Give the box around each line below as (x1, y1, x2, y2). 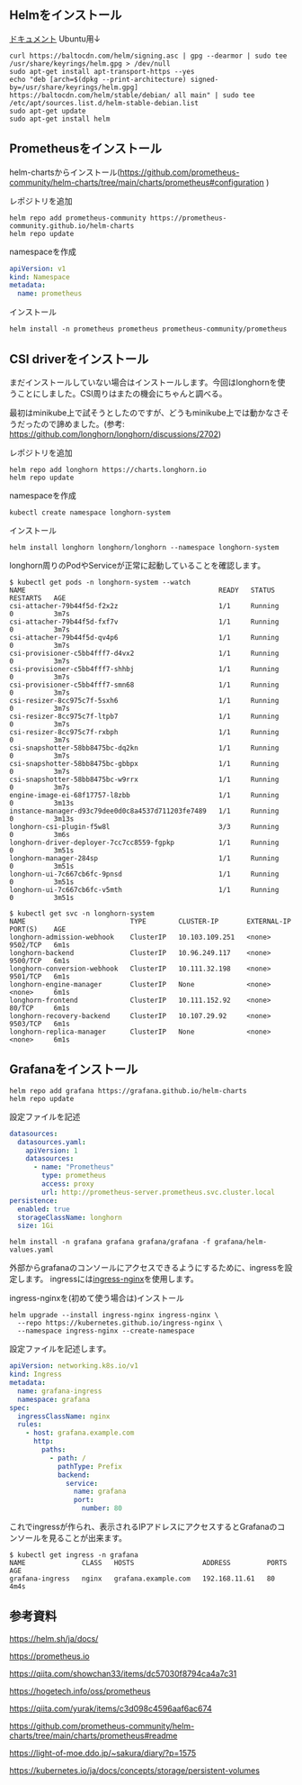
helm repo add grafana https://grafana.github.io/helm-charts (9, 1086, 247, 1096)
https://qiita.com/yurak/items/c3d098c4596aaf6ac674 (9, 1703, 213, 1714)
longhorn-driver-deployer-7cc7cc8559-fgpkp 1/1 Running (9, 838, 280, 847)
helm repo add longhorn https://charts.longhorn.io (9, 465, 207, 474)
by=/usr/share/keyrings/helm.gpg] (9, 83, 139, 92)
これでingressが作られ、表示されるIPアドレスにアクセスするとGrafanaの (9, 1521, 278, 1532)
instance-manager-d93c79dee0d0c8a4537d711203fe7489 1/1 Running (9, 806, 280, 815)
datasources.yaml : (17, 1137, 87, 1146)
